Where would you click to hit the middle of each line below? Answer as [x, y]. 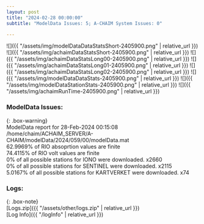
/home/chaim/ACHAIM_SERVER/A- [50, 133]
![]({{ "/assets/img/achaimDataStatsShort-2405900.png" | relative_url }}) [98, 52]
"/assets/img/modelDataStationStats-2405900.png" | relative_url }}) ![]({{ [99, 85]
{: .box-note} [22, 201]
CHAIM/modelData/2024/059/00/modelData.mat [68, 140]
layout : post [23, 12]
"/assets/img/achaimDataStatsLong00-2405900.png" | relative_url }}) [102, 59]
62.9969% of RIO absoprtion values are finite [64, 146]
